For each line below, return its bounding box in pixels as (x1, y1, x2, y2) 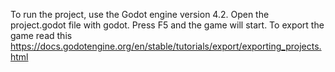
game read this (10, 30, 73, 41)
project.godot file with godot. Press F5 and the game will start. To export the (10, 19, 325, 31)
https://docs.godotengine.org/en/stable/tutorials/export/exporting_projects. (10, 40, 322, 52)
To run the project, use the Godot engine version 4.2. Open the (10, 9, 270, 20)
